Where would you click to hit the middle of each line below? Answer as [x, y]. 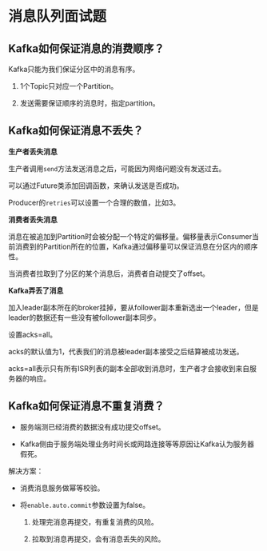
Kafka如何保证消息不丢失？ [76, 131]
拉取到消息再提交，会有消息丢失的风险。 [98, 539]
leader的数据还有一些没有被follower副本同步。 [85, 317]
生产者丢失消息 [33, 151]
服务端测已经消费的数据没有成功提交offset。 [92, 427]
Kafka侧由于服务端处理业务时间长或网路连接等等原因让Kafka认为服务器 [137, 444]
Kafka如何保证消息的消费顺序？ [87, 48]
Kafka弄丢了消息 [36, 290]
